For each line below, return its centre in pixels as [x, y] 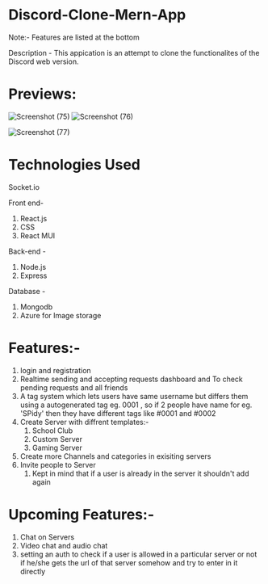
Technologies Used [75, 165]
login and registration [55, 370]
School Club [52, 431]
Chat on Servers [47, 537]
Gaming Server [57, 447]
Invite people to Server [58, 464]
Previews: [42, 94]
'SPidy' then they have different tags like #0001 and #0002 [118, 413]
